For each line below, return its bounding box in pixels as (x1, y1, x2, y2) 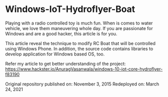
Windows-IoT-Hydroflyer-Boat (5, 3, 135, 15)
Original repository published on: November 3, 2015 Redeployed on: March (5, 81, 159, 87)
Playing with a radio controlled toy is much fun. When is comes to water (5, 20, 153, 26)
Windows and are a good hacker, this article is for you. (5, 30, 117, 36)
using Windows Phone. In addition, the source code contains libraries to (5, 45, 153, 51)
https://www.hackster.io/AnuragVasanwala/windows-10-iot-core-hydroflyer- (5, 66, 163, 72)
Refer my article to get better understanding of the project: (5, 60, 126, 66)
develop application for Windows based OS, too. (5, 51, 105, 57)
